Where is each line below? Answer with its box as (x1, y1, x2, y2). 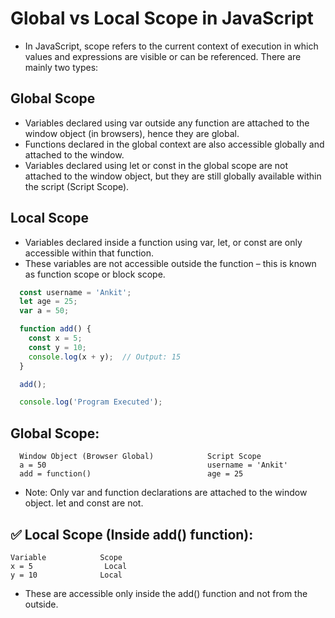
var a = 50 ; (19, 306, 70, 316)
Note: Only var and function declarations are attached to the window (24, 487, 308, 499)
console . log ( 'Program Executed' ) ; (19, 397, 163, 407)
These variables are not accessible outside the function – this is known (24, 257, 317, 269)
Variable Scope (10, 552, 123, 562)
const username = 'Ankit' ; (19, 287, 132, 297)
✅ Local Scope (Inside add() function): (10, 526, 254, 543)
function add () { (19, 324, 92, 334)
